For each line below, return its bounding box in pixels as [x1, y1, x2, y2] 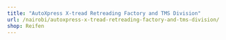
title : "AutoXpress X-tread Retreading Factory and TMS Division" [7, 9, 201, 17]
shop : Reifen [7, 22, 45, 29]
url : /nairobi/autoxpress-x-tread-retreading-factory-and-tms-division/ [7, 16, 220, 23]
